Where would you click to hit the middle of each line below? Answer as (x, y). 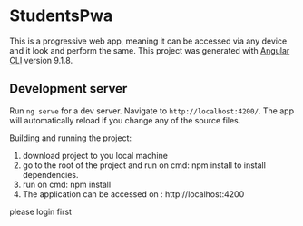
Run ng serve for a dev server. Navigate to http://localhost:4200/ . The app (152, 111)
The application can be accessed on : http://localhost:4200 (133, 194)
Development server (68, 88)
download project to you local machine (95, 155)
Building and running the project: (71, 138)
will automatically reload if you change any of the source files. (125, 120)
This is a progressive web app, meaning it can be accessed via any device (148, 41)
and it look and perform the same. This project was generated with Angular (150, 50)
